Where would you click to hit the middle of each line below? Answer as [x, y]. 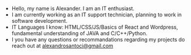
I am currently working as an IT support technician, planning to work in [97, 15]
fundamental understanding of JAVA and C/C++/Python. [79, 33]
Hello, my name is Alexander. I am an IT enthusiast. [73, 8]
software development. [39, 21]
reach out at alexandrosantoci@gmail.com [62, 46]
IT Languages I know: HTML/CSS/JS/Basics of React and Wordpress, [95, 27]
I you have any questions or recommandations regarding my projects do [98, 39]
